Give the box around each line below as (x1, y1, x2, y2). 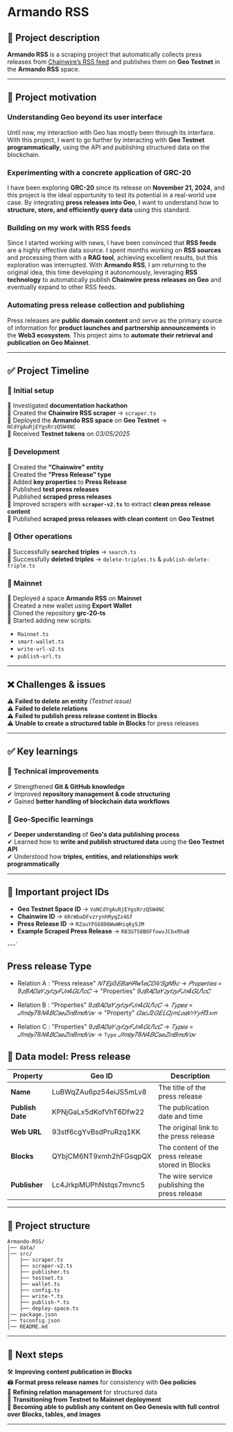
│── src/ (7, 1251, 33, 1258)
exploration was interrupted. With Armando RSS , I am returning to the (7, 261, 207, 269)
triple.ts (7, 562, 36, 569)
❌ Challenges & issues (7, 678, 106, 690)
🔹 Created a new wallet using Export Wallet (7, 601, 132, 610)
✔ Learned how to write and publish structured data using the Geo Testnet (7, 838, 225, 846)
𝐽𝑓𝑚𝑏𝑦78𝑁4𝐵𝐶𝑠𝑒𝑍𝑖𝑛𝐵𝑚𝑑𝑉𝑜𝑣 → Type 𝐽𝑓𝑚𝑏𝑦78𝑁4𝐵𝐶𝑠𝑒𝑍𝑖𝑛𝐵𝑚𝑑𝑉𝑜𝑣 (17, 1030, 196, 1038)
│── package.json (7, 1311, 58, 1318)
